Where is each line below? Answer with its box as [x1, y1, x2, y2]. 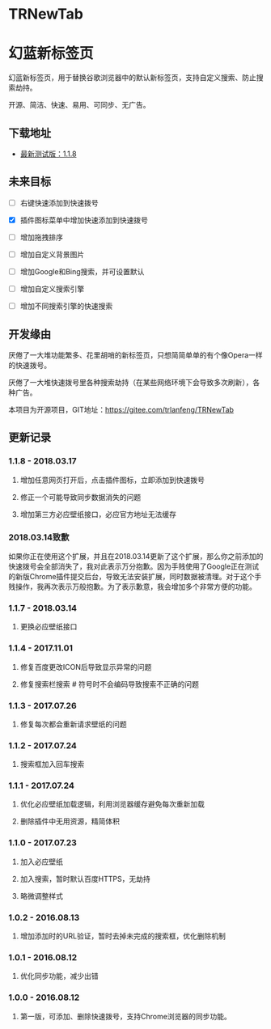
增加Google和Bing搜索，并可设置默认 [19, 267, 145, 276]
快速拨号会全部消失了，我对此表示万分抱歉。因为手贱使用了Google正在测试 [8, 561, 260, 571]
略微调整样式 [19, 891, 63, 900]
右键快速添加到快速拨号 [19, 197, 99, 207]
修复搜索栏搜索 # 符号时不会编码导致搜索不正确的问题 [19, 679, 200, 688]
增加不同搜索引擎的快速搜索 [19, 301, 113, 311]
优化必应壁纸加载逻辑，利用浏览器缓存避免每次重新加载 [19, 799, 205, 809]
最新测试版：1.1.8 [19, 149, 77, 159]
